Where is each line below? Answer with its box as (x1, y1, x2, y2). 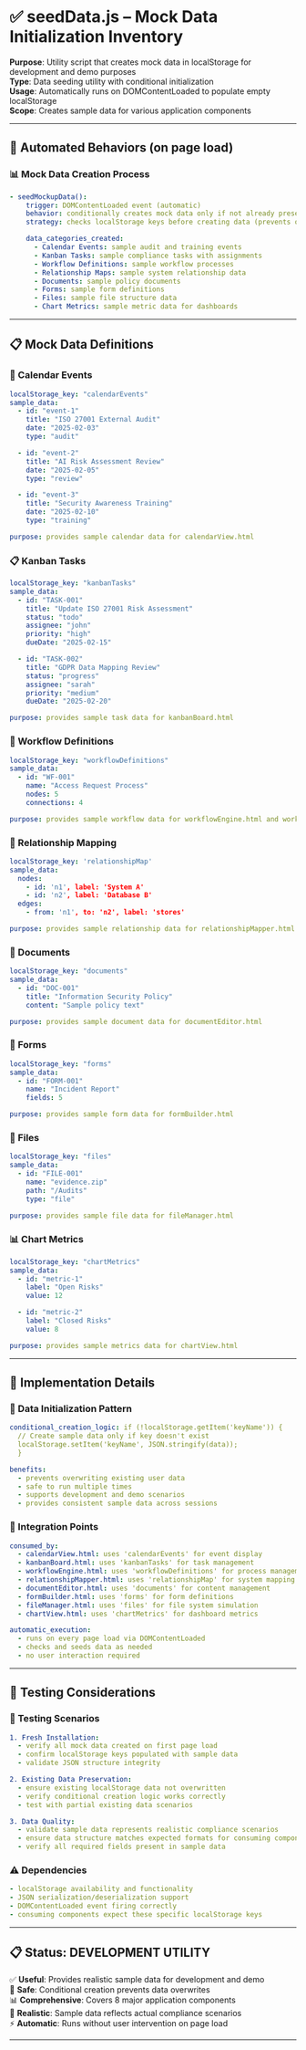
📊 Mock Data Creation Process (9, 168, 150, 181)
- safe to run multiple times (17, 1481, 132, 1491)
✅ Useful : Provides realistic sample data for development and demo (9, 1973, 265, 1984)
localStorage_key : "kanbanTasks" (9, 579, 137, 588)
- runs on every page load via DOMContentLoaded (17, 1634, 206, 1644)
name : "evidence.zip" (25, 1177, 107, 1187)
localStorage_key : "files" (9, 1152, 112, 1161)
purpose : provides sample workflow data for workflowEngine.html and (9, 814, 280, 823)
